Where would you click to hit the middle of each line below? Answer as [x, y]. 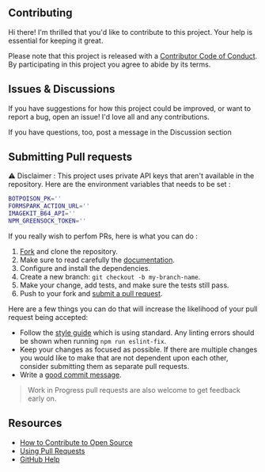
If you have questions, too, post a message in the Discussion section [120, 132]
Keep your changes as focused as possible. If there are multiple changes [138, 349]
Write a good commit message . [70, 375]
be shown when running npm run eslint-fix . [93, 341]
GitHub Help [40, 459]
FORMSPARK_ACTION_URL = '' [49, 206]
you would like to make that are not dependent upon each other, [124, 358]
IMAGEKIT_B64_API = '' [42, 214]
